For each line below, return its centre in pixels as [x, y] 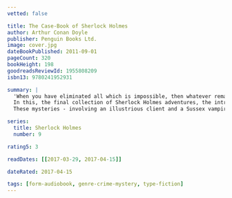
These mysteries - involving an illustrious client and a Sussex [109, 109]
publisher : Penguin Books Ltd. [52, 39]
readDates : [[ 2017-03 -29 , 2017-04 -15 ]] [65, 159]
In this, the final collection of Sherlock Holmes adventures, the [113, 103]
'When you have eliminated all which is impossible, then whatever [113, 96]
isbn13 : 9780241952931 [40, 77]
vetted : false [28, 13]
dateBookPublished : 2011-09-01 [52, 52]
